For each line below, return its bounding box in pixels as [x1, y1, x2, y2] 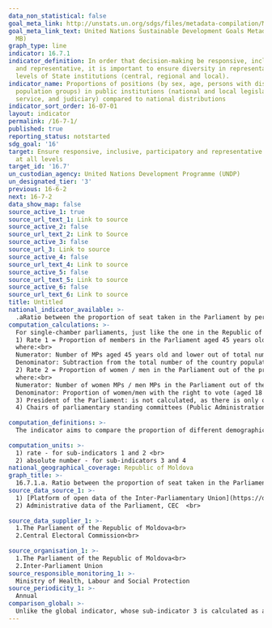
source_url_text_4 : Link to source [8, 260, 129, 268]
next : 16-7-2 [8, 192, 53, 201]
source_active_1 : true [8, 207, 85, 216]
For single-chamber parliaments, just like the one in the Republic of [15, 328, 263, 336]
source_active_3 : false [8, 238, 89, 246]
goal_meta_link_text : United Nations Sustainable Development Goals [8, 27, 244, 35]
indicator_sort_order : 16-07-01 [8, 102, 117, 110]
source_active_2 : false [8, 223, 89, 231]
